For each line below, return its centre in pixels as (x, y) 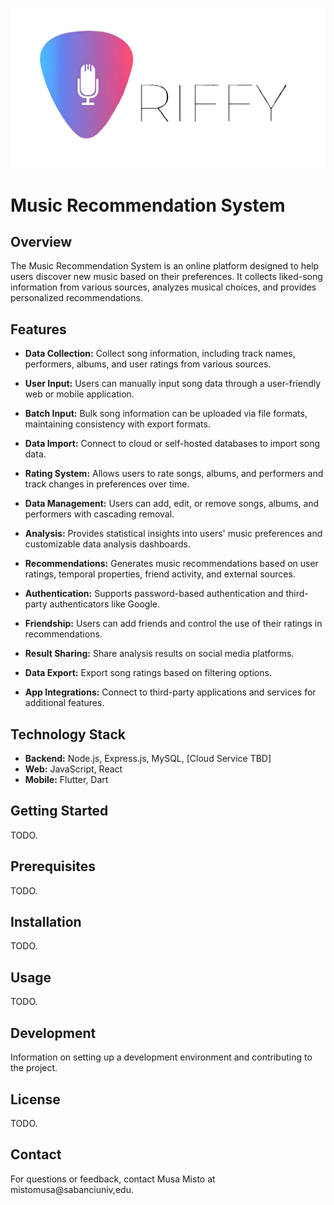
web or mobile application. (79, 394)
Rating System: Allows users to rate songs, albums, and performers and (174, 474)
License (35, 1099)
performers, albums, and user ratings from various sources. (148, 364)
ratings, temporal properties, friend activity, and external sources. (160, 574)
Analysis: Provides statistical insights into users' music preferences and (173, 534)
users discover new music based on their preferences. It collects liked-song (166, 277)
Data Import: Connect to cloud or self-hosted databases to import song (172, 444)
